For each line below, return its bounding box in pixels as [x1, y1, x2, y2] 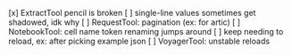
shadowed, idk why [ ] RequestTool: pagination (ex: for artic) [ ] [8, 17, 241, 27]
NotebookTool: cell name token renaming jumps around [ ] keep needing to [8, 27, 284, 36]
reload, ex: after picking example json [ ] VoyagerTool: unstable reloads [8, 35, 270, 46]
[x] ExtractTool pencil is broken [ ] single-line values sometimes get [8, 8, 256, 18]
